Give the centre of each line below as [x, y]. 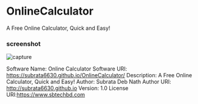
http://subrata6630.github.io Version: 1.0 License [67, 88]
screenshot [24, 44]
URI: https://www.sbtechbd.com [46, 95]
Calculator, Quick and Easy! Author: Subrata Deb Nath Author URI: [89, 82]
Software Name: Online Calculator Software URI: [67, 69]
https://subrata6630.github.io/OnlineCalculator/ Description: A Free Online [99, 75]
